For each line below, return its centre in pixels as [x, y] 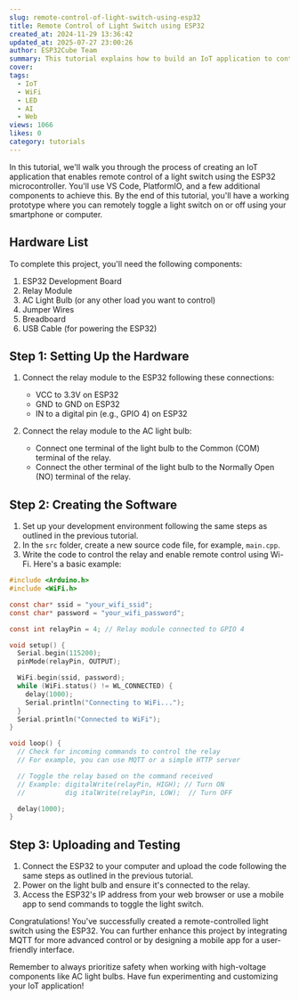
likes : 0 [25, 134]
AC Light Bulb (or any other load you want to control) [119, 300]
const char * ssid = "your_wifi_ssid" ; [81, 605]
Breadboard [44, 319]
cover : [21, 68]
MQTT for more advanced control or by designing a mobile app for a [134, 940]
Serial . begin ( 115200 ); [59, 654]
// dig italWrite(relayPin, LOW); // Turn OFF [125, 793]
